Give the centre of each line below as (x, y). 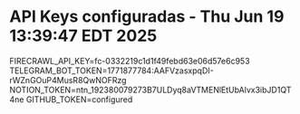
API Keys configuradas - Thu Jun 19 (147, 17)
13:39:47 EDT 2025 (83, 36)
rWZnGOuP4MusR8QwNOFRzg (68, 80)
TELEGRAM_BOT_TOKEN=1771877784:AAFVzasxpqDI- (112, 71)
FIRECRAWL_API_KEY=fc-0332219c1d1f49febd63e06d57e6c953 (130, 61)
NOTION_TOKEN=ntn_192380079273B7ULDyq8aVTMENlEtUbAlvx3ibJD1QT (150, 90)
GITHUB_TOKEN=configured (79, 99)
